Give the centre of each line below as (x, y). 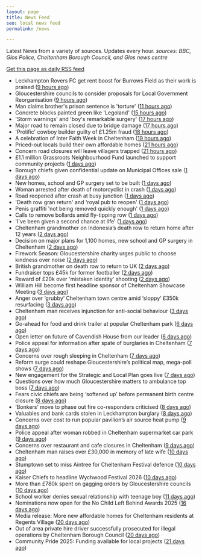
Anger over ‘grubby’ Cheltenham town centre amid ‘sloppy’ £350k (97, 298)
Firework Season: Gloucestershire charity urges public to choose (96, 254)
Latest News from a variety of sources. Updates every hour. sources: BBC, (99, 51)
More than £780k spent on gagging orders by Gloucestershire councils (103, 484)
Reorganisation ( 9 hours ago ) (51, 100)
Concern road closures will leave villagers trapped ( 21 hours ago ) (96, 151)
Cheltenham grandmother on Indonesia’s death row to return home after (104, 228)
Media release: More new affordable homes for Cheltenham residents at (104, 516)
